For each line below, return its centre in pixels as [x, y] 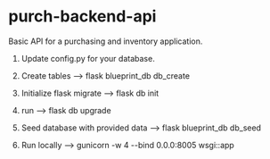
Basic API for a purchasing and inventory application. [106, 41]
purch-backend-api [82, 17]
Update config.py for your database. [88, 58]
